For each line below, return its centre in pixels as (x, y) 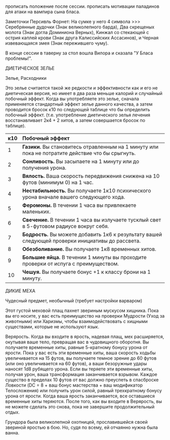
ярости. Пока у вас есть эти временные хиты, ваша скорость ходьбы (80, 353)
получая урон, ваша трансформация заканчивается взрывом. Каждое (81, 374)
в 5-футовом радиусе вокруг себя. (66, 226)
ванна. (12, 433)
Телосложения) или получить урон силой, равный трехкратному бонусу (83, 390)
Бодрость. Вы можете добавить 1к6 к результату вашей (92, 234)
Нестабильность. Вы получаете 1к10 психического (87, 191)
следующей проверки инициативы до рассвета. (81, 241)
